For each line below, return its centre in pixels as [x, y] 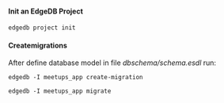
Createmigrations [38, 45]
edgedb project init [42, 28]
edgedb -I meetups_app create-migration [76, 78]
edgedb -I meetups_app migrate [60, 91]
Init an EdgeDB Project [46, 11]
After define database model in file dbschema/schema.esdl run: [112, 63]
